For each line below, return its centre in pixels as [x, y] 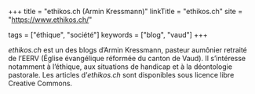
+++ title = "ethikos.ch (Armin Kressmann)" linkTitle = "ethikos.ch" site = [126, 11]
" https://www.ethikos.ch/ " [50, 20]
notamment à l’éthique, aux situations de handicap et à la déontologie [120, 67]
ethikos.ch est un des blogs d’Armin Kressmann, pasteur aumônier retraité [127, 50]
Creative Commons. [40, 83]
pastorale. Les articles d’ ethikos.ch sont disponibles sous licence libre [121, 75]
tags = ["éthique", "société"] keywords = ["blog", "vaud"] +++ [108, 35]
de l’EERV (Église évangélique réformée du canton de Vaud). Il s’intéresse [127, 58]
